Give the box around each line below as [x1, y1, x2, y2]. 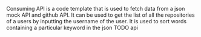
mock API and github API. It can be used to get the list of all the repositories [6, 11, 195, 18]
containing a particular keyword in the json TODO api [6, 24, 138, 31]
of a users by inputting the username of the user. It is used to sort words [6, 18, 186, 24]
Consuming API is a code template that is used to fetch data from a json [6, 5, 185, 12]
